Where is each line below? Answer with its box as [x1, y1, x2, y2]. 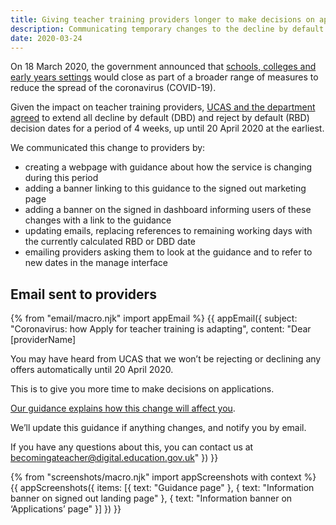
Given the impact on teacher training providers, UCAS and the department [10, 101, 316, 113]
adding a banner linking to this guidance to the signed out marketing [24, 182, 307, 195]
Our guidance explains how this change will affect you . [10, 402, 236, 415]
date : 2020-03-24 [10, 33, 83, 43]
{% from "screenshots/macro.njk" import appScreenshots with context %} [10, 471, 317, 483]
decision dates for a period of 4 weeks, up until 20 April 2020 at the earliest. [10, 122, 325, 135]
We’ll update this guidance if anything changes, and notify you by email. [10, 422, 307, 434]
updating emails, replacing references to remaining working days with [24, 225, 313, 237]
